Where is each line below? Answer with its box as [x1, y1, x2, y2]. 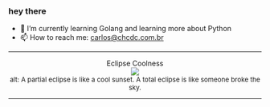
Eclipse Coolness [106, 58, 164, 69]
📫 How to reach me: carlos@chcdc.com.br [19, 33, 164, 42]
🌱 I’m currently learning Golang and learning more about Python [19, 24, 231, 34]
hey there [8, 6, 47, 17]
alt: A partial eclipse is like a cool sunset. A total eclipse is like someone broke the [9, 75, 261, 85]
